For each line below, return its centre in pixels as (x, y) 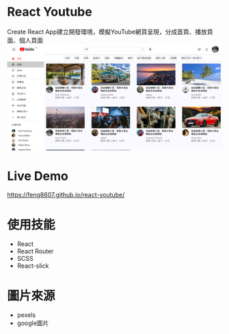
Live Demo (38, 176)
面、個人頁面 (25, 40)
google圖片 (33, 323)
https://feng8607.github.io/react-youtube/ (66, 195)
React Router (35, 251)
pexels (26, 315)
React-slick (33, 266)
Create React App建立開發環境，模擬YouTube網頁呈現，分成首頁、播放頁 (110, 31)
